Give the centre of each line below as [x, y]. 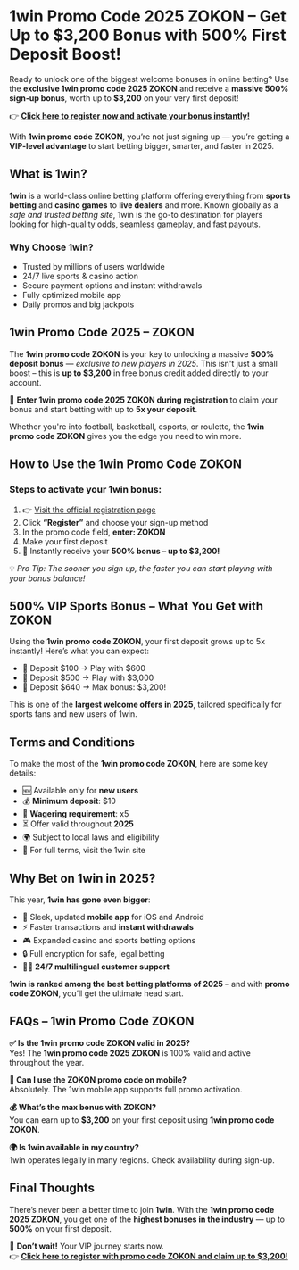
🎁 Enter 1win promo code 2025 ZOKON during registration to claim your [144, 400]
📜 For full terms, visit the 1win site [83, 851]
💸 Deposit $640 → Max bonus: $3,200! [94, 687]
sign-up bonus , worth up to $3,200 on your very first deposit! [124, 98]
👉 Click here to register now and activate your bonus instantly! [129, 116]
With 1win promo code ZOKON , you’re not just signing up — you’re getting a [149, 137]
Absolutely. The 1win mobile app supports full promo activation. [126, 1089]
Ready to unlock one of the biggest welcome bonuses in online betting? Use [149, 79]
